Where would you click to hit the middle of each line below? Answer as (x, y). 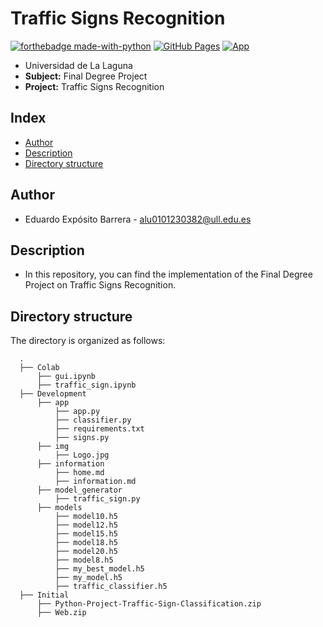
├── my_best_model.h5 (99, 569)
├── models (59, 508)
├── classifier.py (93, 420)
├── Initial (44, 595)
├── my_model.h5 (88, 578)
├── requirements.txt (99, 429)
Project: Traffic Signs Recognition (94, 86)
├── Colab (39, 368)
